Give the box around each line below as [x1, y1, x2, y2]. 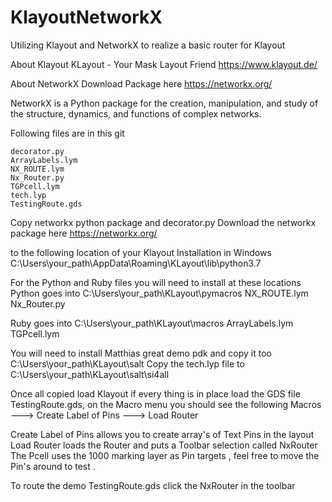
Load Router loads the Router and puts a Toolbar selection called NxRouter [10, 439, 318, 451]
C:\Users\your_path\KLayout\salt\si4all [10, 368, 170, 380]
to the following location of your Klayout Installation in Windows [10, 246, 272, 258]
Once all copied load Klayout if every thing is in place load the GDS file [10, 387, 301, 400]
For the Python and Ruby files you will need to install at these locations [10, 276, 302, 288]
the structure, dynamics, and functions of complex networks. [10, 107, 262, 120]
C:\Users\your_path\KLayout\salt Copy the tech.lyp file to [10, 357, 245, 370]
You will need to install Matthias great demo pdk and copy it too [10, 347, 272, 359]
